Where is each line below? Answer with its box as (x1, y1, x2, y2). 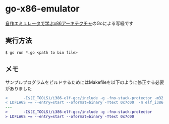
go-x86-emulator (5, 3, 80, 15)
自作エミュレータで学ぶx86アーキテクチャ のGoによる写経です (5, 20, 134, 26)
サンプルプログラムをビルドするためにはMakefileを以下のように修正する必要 (5, 79, 164, 85)
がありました (5, 85, 32, 91)
